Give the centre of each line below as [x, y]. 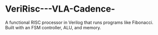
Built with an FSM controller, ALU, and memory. [53, 27]
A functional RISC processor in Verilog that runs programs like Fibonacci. [79, 22]
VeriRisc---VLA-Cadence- [60, 9]
